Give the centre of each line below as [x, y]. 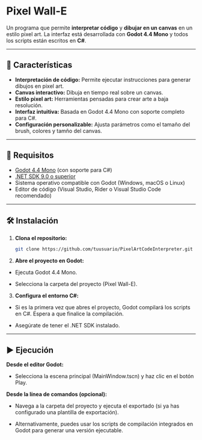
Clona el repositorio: [41, 238]
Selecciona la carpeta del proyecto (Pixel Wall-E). [76, 284]
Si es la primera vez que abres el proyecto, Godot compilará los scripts [103, 308]
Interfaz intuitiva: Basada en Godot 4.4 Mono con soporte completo [100, 111]
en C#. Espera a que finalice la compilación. [69, 314]
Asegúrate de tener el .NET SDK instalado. [67, 326]
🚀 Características [39, 65]
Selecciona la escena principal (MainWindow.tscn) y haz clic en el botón [104, 376]
